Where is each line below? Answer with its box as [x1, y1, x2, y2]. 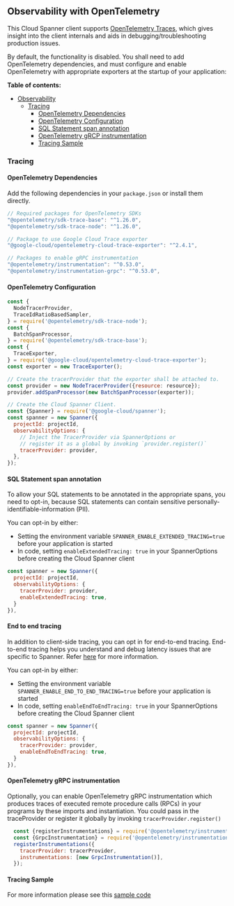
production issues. [7, 38, 61, 47]
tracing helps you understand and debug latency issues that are [28, 645, 211, 653]
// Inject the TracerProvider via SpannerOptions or [19, 433, 176, 440]
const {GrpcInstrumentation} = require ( [13, 834, 132, 841]
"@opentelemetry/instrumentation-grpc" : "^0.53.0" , [7, 268, 160, 275]
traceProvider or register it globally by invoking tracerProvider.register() [7, 815, 221, 822]
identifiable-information [7, 505, 75, 514]
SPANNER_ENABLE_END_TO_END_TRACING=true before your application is [17, 687, 211, 695]
